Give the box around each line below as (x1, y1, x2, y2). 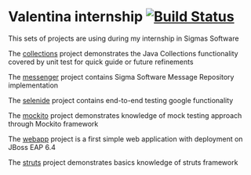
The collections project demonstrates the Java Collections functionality (8, 48, 238, 58)
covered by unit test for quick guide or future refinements (8, 57, 194, 66)
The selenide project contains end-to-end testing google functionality (8, 95, 234, 105)
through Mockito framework (8, 119, 99, 128)
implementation (8, 80, 59, 90)
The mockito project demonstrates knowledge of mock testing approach (8, 110, 242, 120)
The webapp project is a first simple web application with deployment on (8, 134, 243, 144)
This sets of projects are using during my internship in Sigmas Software (8, 34, 239, 43)
